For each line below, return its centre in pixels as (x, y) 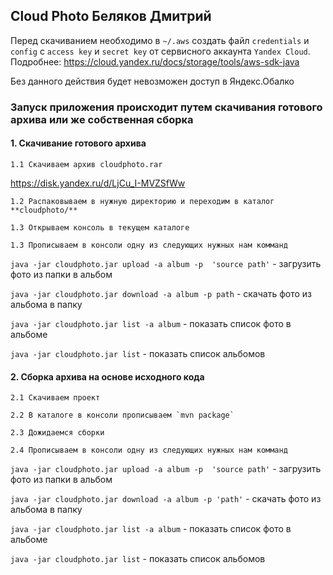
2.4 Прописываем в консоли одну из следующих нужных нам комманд (149, 450)
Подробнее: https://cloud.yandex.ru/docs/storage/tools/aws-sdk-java (155, 61)
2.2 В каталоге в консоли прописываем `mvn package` (122, 415)
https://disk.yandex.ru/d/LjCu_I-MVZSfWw (98, 183)
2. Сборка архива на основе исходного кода (107, 376)
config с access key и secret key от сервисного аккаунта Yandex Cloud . (160, 51)
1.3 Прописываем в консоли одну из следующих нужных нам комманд (149, 245)
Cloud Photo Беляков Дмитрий (111, 16)
